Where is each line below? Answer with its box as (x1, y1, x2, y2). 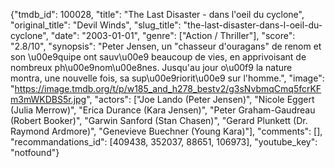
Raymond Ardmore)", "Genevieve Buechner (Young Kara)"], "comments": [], (10, 125, 323, 137)
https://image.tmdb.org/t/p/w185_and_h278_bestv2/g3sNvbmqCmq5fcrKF (14, 83, 322, 94)
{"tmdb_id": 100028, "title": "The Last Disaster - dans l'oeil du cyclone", (10, 9, 305, 20)
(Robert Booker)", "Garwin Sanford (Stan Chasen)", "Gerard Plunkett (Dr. (10, 115, 308, 126)
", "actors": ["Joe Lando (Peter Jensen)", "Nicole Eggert (86, 94, 315, 105)
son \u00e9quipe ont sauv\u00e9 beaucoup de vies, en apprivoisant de (10, 51, 307, 63)
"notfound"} (10, 147, 60, 158)
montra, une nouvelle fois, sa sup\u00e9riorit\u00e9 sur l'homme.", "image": (10, 72, 325, 84)
